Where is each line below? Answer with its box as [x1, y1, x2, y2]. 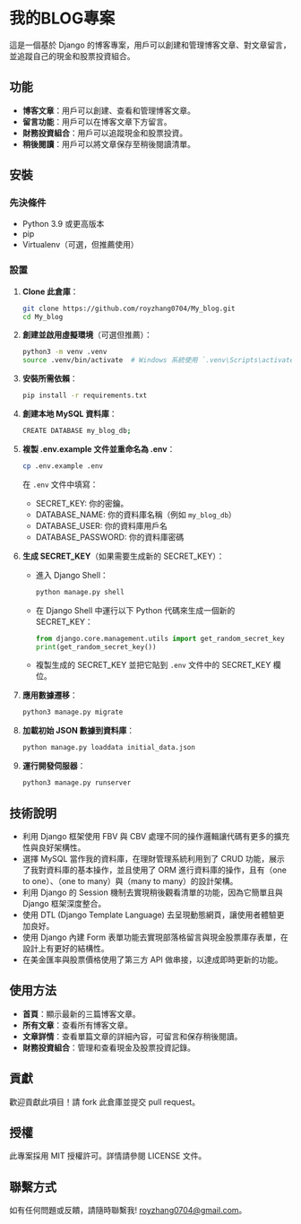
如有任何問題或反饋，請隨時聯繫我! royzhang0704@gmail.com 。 [9, 1205, 247, 1216]
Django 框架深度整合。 [21, 898, 107, 908]
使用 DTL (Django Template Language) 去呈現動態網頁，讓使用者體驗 [21, 909, 278, 920]
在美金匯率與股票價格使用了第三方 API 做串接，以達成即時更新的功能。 [21, 954, 284, 965]
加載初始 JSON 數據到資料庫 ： [21, 725, 135, 736]
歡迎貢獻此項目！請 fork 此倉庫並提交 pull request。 [9, 1096, 200, 1107]
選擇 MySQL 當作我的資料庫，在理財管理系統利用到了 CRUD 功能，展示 [21, 853, 285, 864]
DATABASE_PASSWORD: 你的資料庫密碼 [35, 531, 185, 543]
